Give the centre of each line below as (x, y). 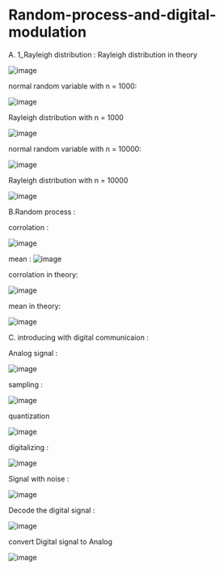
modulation (48, 32)
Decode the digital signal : (52, 510)
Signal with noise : (39, 478)
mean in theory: (35, 306)
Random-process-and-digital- (112, 15)
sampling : (25, 384)
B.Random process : (42, 212)
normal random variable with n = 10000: (75, 148)
